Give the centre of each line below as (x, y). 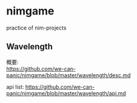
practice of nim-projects (37, 28)
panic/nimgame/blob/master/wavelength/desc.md (68, 75)
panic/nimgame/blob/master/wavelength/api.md (66, 93)
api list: (15, 87)
